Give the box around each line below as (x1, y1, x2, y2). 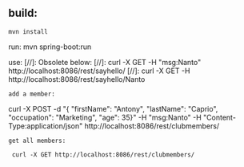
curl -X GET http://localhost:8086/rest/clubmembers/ (11, 150, 195, 159)
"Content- (202, 112, 236, 122)
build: (8, 6, 38, 20)
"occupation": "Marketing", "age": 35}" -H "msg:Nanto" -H (8, 112, 202, 122)
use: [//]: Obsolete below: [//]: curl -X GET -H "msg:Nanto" (8, 57, 202, 67)
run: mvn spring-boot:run (8, 42, 92, 51)
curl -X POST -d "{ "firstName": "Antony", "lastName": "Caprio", (8, 104, 218, 113)
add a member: (8, 90, 56, 98)
